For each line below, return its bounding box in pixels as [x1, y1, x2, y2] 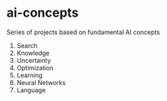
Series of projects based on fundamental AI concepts [6, 28, 160, 36]
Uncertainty [16, 56, 52, 64]
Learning [16, 71, 43, 79]
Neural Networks [16, 78, 66, 86]
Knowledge [16, 49, 50, 57]
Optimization [16, 63, 54, 72]
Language [16, 86, 46, 94]
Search [16, 41, 38, 49]
